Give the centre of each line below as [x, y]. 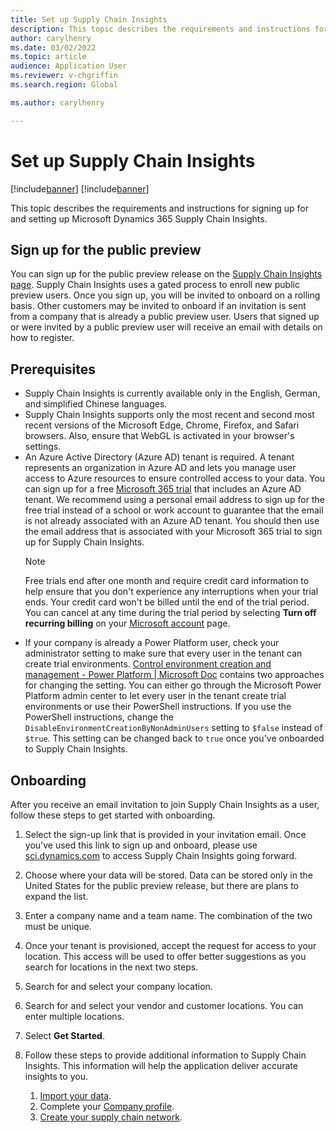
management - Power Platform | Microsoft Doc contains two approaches [174, 675]
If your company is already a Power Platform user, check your [152, 643]
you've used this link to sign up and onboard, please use [141, 845]
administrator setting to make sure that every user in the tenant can [163, 653]
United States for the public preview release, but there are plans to [162, 885]
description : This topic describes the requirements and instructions [160, 29]
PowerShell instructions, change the [99, 717]
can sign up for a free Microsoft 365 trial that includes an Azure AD [163, 489]
